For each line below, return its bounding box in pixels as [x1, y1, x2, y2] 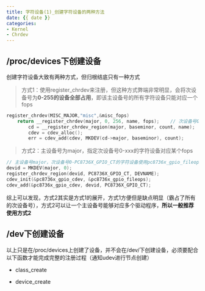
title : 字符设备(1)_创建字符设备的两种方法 [6, 9, 105, 15]
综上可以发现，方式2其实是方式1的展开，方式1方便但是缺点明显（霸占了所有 [6, 194, 196, 201]
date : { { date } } [6, 15, 51, 21]
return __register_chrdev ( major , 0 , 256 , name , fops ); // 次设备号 [17, 118, 197, 124]
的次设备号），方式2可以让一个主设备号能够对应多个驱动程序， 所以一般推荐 [6, 201, 194, 208]
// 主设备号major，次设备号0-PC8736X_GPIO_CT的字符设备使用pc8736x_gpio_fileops [6, 160, 203, 166]
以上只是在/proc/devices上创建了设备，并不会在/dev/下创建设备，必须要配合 [6, 246, 198, 254]
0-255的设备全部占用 [37, 94, 92, 101]
